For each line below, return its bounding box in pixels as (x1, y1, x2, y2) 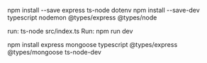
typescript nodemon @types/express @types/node (7, 13, 157, 22)
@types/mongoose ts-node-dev (7, 48, 101, 56)
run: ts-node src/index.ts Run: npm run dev (7, 27, 133, 35)
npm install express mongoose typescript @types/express (7, 41, 178, 48)
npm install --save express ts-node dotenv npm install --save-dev (7, 6, 200, 14)
